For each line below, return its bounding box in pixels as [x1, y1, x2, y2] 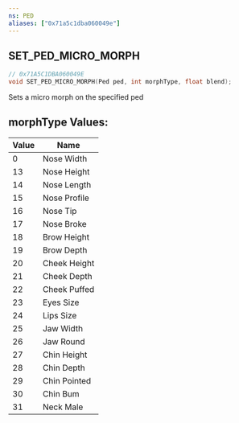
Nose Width [43, 153, 88, 164]
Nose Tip [43, 205, 77, 216]
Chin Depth [43, 362, 86, 373]
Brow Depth [43, 244, 88, 256]
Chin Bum [43, 388, 80, 399]
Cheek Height [43, 257, 95, 269]
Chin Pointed [43, 375, 92, 386]
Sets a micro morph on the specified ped [8, 92, 144, 102]
